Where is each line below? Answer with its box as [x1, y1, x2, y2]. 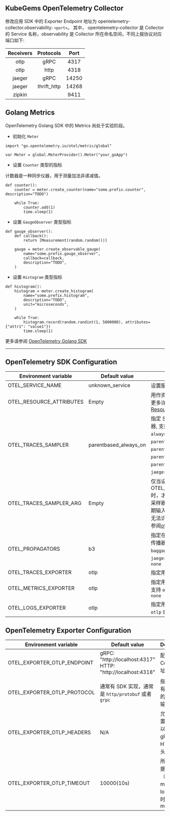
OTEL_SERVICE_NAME [8, 382, 62, 389]
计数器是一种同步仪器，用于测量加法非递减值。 [5, 172, 103, 179]
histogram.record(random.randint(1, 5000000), [23, 320, 123, 325]
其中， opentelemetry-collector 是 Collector [73, 24, 164, 30]
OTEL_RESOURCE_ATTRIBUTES [8, 398, 84, 405]
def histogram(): [5, 284, 42, 289]
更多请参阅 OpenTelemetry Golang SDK [5, 338, 88, 344]
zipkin [13, 91, 28, 98]
